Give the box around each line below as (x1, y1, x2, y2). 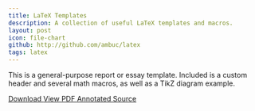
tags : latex (8, 48, 48, 56)
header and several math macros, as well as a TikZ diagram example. (8, 78, 235, 88)
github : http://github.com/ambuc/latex (8, 41, 141, 49)
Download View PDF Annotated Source (8, 94, 137, 103)
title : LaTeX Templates (8, 11, 88, 20)
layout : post (8, 26, 52, 34)
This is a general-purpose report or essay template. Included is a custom (8, 71, 248, 79)
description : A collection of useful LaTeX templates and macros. (8, 19, 233, 27)
